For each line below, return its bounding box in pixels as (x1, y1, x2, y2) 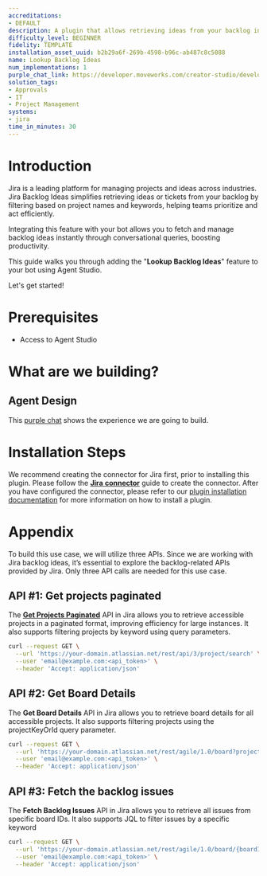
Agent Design (8, 394, 78, 408)
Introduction (8, 157, 92, 175)
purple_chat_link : (8, 71, 69, 79)
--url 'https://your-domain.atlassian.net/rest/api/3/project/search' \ (15, 650, 261, 658)
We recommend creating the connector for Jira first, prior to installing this (8, 469, 250, 479)
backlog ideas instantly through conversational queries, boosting (8, 233, 221, 242)
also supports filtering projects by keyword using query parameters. (8, 627, 231, 637)
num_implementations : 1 (8, 64, 87, 72)
